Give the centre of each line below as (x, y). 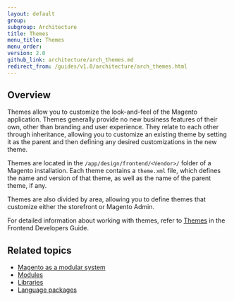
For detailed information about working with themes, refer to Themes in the (116, 220)
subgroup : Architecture (42, 27)
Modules (30, 275)
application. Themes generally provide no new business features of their (112, 119)
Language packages (47, 290)
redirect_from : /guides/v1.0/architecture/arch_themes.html (98, 66)
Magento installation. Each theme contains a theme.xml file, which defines (114, 171)
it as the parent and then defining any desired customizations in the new (112, 142)
